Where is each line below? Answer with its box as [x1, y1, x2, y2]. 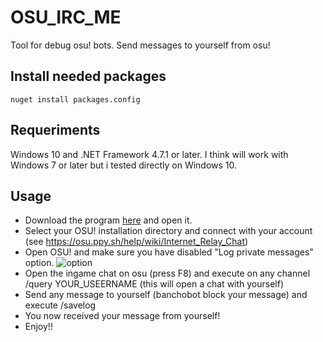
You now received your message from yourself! [24, 310, 221, 322]
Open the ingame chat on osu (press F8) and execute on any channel [24, 267, 311, 280]
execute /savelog [24, 299, 97, 311]
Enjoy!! [24, 321, 53, 333]
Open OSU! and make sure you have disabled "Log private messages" [24, 246, 314, 258]
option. [24, 257, 55, 269]
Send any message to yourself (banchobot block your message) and [24, 289, 308, 301]
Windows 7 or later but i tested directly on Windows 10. [10, 159, 238, 171]
